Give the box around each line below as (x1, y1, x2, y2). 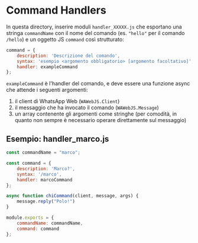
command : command (17, 226, 60, 232)
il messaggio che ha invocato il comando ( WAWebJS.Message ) (14, 104, 160, 111)
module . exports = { (6, 215, 54, 220)
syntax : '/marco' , (17, 171, 62, 177)
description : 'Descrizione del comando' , (17, 53, 120, 59)
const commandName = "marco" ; (6, 149, 81, 156)
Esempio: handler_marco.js (6, 134, 109, 144)
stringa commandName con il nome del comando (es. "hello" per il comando (6, 29, 185, 36)
